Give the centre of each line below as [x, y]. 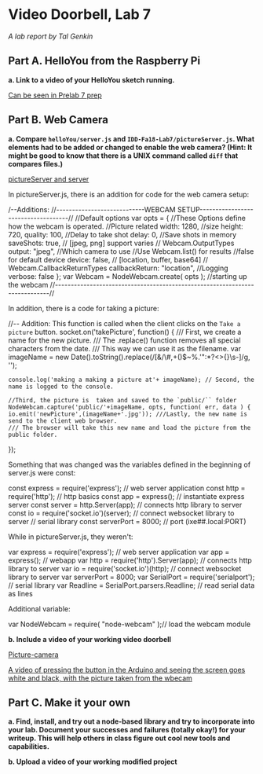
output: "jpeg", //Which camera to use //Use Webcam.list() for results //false [131, 251]
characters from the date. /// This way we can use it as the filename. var [125, 348]
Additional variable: [39, 609]
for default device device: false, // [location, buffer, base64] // [108, 259]
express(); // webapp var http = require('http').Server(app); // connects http [130, 560]
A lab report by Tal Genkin [51, 36]
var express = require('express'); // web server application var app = [119, 552]
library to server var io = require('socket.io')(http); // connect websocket [125, 568]
